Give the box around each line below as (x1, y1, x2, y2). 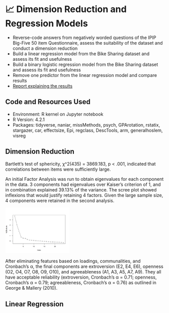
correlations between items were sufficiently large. (5, 166, 111, 172)
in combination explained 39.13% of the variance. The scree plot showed (5, 186, 157, 192)
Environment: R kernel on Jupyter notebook (12, 111, 104, 117)
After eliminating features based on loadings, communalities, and (5, 258, 141, 264)
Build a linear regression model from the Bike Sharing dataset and (12, 51, 150, 57)
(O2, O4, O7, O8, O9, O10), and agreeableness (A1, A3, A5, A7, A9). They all (5, 269, 161, 275)
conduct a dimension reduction (12, 45, 78, 51)
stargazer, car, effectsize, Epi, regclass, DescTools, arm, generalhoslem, (12, 127, 163, 133)
